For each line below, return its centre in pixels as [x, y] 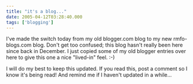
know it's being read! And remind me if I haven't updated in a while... [89, 75]
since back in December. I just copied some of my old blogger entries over [96, 51]
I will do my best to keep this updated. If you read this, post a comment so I [97, 69]
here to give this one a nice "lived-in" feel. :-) [61, 57]
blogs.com [19, 45]
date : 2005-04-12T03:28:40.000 [44, 17]
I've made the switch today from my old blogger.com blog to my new [89, 39]
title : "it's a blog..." [36, 11]
